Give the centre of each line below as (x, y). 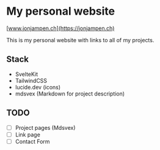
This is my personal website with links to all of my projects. (80, 40)
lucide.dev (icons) (38, 87)
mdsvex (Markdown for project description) (70, 94)
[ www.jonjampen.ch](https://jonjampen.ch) (60, 28)
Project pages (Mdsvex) (45, 127)
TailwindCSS (31, 80)
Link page (28, 134)
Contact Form (32, 141)
